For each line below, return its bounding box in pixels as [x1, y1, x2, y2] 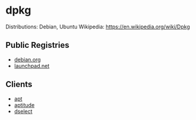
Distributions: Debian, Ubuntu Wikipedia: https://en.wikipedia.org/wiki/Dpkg [5, 23, 190, 30]
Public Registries [5, 40, 69, 50]
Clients [5, 79, 33, 89]
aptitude [14, 101, 35, 108]
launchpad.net [14, 62, 50, 69]
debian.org [14, 56, 41, 63]
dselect [14, 108, 33, 115]
